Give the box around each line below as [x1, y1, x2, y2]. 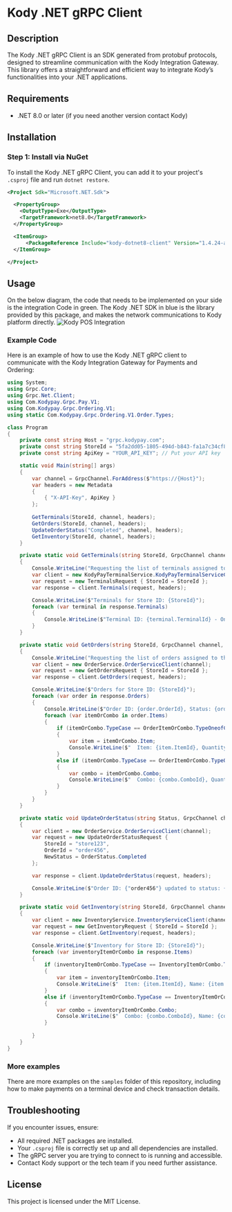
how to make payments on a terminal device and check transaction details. [7, 1084, 220, 1093]
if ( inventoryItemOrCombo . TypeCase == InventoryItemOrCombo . [43, 961, 224, 968]
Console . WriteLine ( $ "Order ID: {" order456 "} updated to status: [32, 885, 221, 892]
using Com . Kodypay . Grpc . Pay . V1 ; [7, 398, 100, 406]
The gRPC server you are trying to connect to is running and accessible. [17, 1151, 223, 1159]
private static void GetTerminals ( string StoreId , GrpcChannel [19, 552, 206, 559]
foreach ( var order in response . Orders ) [32, 693, 150, 700]
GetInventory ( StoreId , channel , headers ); [32, 533, 156, 540]
